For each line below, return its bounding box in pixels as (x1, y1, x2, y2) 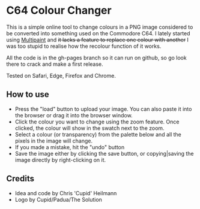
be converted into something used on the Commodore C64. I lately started (6, 29, 190, 37)
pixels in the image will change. (14, 137, 93, 144)
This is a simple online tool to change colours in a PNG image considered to (6, 23, 193, 31)
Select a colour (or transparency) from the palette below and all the (14, 131, 181, 138)
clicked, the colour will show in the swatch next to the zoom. (14, 124, 165, 132)
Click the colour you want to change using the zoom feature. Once (14, 118, 180, 125)
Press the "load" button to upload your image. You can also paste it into (14, 105, 192, 113)
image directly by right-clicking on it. (14, 156, 106, 163)
